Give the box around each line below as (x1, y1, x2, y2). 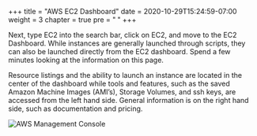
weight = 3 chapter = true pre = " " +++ (8, 15, 137, 24)
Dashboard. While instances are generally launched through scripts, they (8, 39, 246, 48)
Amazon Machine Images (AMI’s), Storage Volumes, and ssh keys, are (8, 87, 236, 97)
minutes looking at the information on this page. (8, 55, 164, 64)
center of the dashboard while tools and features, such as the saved (8, 79, 231, 88)
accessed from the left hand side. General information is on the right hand (8, 96, 249, 105)
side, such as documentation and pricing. (8, 104, 143, 113)
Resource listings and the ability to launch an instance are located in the (8, 71, 243, 79)
